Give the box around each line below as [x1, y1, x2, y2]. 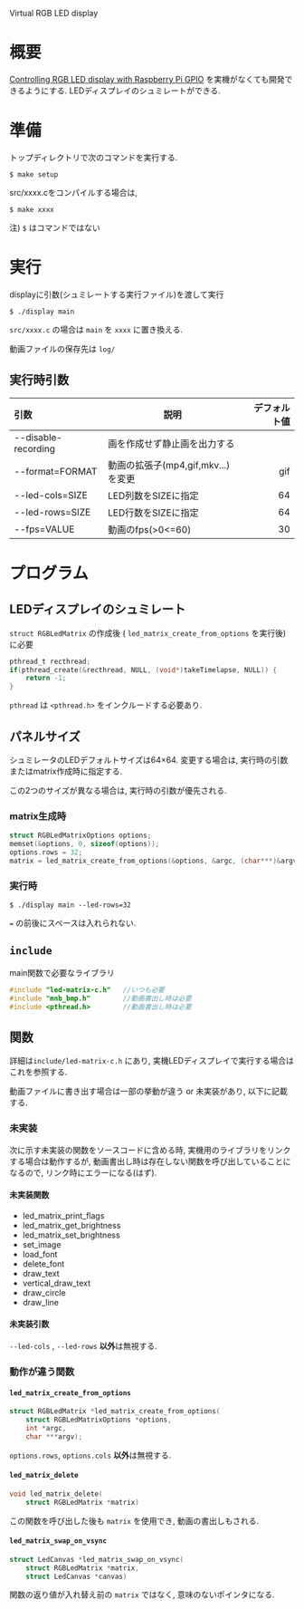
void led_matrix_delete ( [9, 1489, 103, 1498]
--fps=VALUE [14, 523, 75, 535]
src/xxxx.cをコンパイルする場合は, [9, 187, 138, 198]
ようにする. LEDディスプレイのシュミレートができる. [24, 85, 222, 96]
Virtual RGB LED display [9, 8, 99, 18]
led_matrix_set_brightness [22, 1229, 120, 1240]
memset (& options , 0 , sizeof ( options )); [9, 840, 160, 849]
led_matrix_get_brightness [22, 1219, 121, 1230]
